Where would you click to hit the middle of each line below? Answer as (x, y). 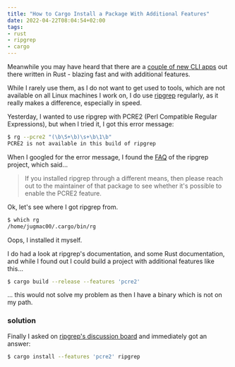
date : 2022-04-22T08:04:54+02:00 (56, 20)
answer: (19, 344)
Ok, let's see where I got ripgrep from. (63, 207)
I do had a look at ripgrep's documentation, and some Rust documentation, (116, 253)
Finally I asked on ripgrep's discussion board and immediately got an (107, 336)
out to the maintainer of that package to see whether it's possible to (123, 186)
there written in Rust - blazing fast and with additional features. (99, 74)
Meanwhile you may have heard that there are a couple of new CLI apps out (117, 67)
